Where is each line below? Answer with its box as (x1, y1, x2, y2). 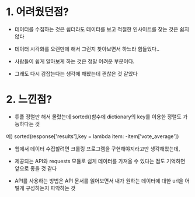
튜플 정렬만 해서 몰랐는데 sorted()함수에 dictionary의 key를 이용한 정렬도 (14, 113, 182, 120)
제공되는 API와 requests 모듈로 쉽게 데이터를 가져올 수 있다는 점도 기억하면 (14, 157, 186, 164)
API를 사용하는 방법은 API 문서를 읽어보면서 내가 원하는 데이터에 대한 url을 (14, 177, 184, 184)
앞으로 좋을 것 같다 (14, 164, 57, 172)
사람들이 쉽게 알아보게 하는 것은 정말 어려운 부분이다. (14, 58, 135, 65)
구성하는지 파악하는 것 (25, 184, 76, 191)
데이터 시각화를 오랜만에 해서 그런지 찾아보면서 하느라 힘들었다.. (14, 45, 160, 52)
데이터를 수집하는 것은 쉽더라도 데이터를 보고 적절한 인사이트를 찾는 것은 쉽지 (14, 26, 190, 33)
